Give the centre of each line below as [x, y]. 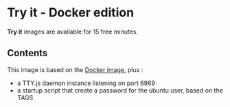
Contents [27, 53]
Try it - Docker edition [71, 13]
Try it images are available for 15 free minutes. [73, 32]
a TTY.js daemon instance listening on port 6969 [86, 83]
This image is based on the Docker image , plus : [75, 69]
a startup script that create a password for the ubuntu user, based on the [120, 90]
